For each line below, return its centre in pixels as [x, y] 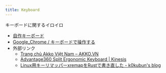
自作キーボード [28, 35]
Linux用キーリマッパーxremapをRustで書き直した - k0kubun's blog [91, 65]
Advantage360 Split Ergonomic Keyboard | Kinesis [73, 59]
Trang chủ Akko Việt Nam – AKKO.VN [59, 54]
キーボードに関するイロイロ [34, 25]
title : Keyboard [22, 10]
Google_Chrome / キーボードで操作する [54, 42]
